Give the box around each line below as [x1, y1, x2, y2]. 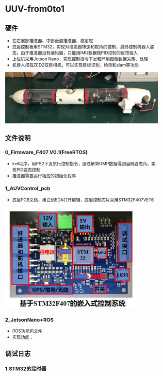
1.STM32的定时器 [5, 365, 47, 372]
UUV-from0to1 [5, 3, 65, 15]
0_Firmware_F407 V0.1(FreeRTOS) [5, 149, 88, 156]
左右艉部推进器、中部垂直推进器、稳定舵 [12, 38, 93, 43]
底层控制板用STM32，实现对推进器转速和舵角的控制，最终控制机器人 [12, 44, 150, 50]
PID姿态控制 [16, 167, 41, 172]
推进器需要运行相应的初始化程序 [12, 172, 76, 178]
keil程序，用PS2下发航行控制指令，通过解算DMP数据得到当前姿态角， [12, 160, 152, 166]
